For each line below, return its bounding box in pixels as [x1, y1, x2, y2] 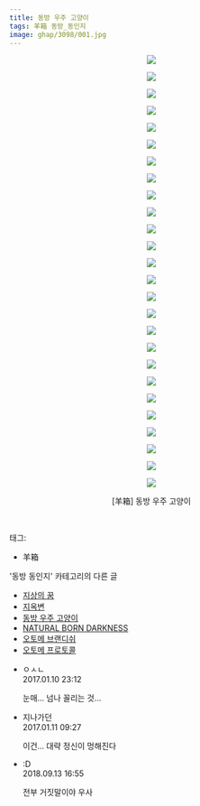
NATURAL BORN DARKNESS [22, 623, 129, 634]
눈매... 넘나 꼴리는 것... [22, 692, 102, 704]
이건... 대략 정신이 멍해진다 [22, 741, 117, 752]
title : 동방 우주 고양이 [9, 13, 90, 23]
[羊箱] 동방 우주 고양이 [111, 496, 192, 506]
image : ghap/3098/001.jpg [9, 30, 106, 39]
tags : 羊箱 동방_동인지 [9, 22, 86, 31]
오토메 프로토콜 [22, 644, 77, 655]
